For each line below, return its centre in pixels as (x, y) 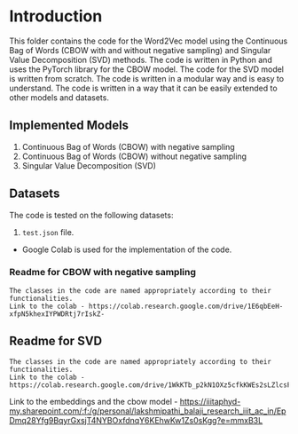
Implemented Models (69, 126)
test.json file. (48, 232)
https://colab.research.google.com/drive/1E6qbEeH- (186, 306)
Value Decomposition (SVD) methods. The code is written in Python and (141, 59)
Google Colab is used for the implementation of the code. (127, 249)
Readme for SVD (56, 341)
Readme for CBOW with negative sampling (103, 272)
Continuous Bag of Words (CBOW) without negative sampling (134, 156)
